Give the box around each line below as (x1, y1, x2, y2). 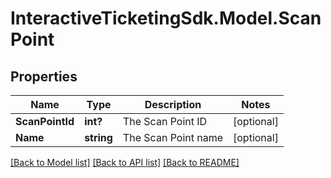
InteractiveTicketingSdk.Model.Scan (10, 7, 322, 30)
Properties (10, 68, 78, 85)
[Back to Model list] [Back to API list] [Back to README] (10, 157, 240, 168)
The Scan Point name (122, 131, 224, 144)
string (84, 131, 113, 144)
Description (144, 98, 202, 111)
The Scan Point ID (122, 115, 208, 128)
